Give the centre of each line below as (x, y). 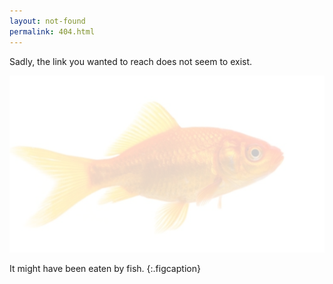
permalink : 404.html (52, 31)
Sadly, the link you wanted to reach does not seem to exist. (131, 61)
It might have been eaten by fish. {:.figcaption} (105, 269)
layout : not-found (47, 21)
